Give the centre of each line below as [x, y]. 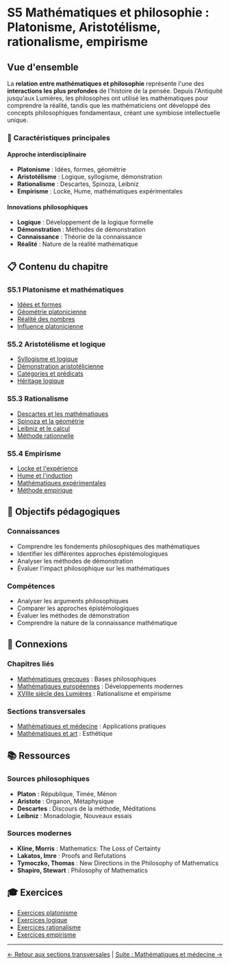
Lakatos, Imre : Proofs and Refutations [72, 855]
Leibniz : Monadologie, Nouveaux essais [74, 815]
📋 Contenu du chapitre [57, 267]
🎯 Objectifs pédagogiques [64, 512]
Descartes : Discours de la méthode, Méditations [86, 809]
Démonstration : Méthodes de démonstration [81, 230]
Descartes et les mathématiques [63, 414]
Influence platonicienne [50, 327]
